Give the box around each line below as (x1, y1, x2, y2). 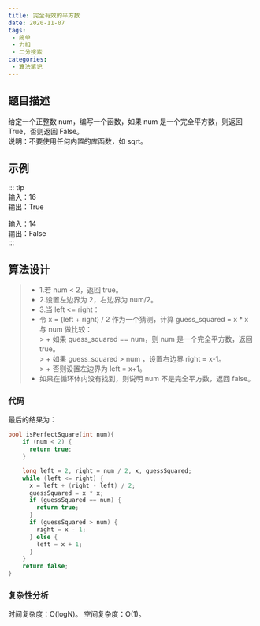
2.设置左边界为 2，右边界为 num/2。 (39, 295, 158, 305)
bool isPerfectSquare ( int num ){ (8, 431, 114, 439)
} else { (28, 533, 58, 541)
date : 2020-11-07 (8, 19, 65, 27)
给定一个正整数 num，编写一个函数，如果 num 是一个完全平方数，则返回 (8, 116, 243, 126)
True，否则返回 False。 (8, 126, 84, 136)
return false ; (22, 562, 69, 571)
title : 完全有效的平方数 (8, 11, 80, 20)
